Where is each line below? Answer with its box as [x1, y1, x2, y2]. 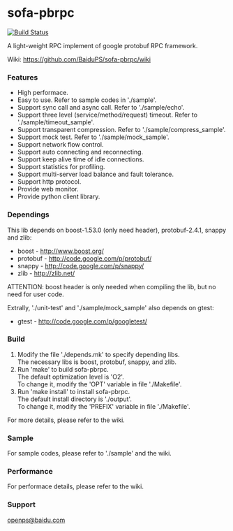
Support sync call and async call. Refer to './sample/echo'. [17, 103, 185, 112]
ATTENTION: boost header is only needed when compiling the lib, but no [7, 282, 216, 291]
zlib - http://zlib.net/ [17, 269, 75, 277]
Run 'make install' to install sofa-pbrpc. [17, 387, 130, 395]
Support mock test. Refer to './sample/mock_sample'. [17, 133, 170, 141]
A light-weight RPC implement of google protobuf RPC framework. [7, 41, 198, 50]
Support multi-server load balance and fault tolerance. [17, 170, 174, 179]
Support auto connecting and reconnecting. [17, 148, 144, 157]
